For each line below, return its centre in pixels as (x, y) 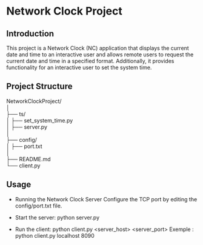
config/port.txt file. (38, 206)
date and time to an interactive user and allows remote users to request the (100, 55)
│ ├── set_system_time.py (40, 120)
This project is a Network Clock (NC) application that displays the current (98, 48)
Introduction (30, 34)
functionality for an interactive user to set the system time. (79, 67)
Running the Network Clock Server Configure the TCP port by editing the (106, 199)
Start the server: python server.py (57, 217)
